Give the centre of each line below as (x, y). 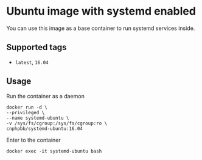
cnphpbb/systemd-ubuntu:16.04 (45, 129)
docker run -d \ (27, 107)
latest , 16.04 (32, 62)
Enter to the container (33, 140)
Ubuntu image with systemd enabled (101, 11)
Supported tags (37, 47)
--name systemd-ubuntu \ (38, 118)
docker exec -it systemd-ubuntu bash (54, 151)
